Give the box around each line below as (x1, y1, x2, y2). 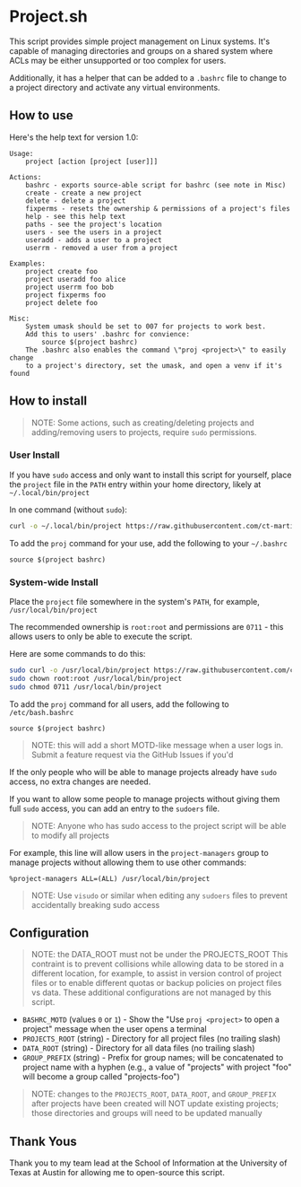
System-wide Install (9, 576, 99, 589)
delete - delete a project (25, 196, 126, 205)
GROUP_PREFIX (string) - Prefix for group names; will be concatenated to (21, 1052, 284, 1063)
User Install (9, 449, 60, 461)
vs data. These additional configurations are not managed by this (30, 987, 271, 998)
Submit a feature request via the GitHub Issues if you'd (30, 749, 234, 760)
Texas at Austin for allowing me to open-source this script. (9, 1167, 226, 1178)
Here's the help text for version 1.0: (9, 132, 139, 143)
